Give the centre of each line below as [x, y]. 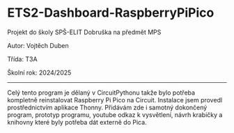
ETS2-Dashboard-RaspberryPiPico [111, 13]
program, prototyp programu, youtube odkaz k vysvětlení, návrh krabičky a [115, 115]
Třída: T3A [22, 59]
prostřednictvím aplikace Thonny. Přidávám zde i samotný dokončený [107, 107]
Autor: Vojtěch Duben [38, 45]
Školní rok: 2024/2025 [39, 72]
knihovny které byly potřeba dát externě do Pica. [77, 122]
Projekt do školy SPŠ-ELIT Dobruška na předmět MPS [84, 32]
